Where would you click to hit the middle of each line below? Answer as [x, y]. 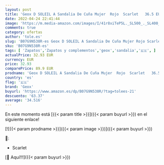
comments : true [20, 28]
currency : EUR [20, 60]
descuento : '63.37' [25, 96]
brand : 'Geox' [20, 87]
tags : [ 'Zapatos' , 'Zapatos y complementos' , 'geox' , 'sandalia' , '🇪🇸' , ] [81, 50]
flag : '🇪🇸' [17, 82]
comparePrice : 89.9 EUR [29, 69]
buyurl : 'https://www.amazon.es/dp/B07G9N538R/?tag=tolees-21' [71, 91]
